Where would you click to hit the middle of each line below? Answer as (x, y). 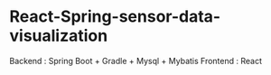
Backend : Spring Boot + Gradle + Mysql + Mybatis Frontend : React (136, 61)
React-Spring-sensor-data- (115, 17)
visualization (59, 36)
